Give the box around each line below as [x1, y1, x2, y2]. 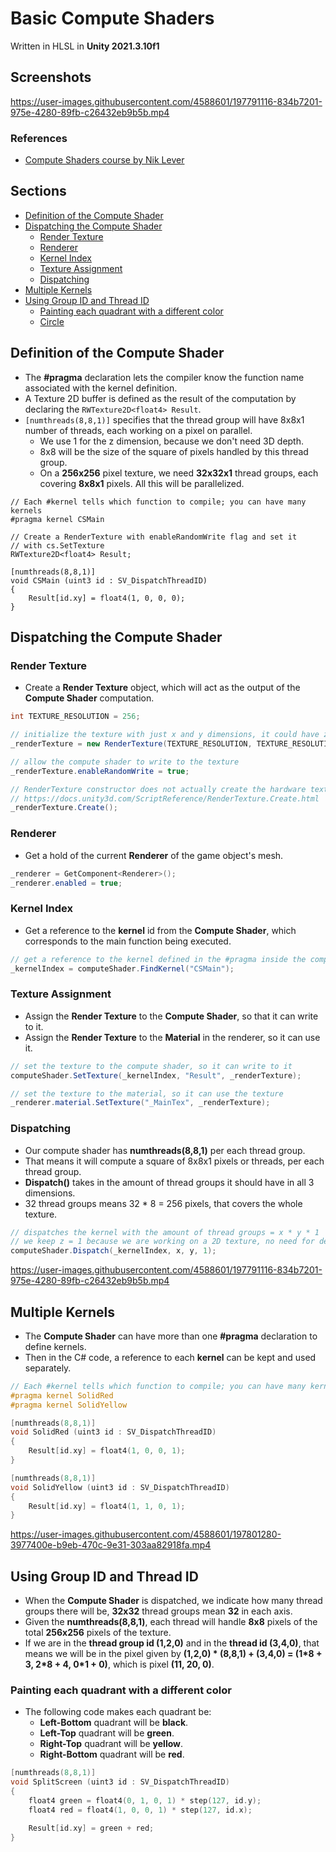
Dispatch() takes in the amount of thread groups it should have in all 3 [24, 1176, 315, 1188]
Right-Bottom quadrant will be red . [39, 1748, 185, 1761]
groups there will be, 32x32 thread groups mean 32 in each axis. [24, 1605, 293, 1617]
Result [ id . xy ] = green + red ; [28, 1823, 155, 1833]
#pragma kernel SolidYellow [10, 1400, 128, 1410]
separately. [24, 1362, 72, 1374]
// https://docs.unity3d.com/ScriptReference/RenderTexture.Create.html [10, 793, 320, 804]
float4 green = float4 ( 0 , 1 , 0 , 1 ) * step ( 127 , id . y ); [28, 1796, 262, 1806]
